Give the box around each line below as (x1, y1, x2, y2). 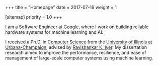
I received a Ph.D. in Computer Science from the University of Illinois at (5, 39, 152, 45)
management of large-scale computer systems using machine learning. (5, 55, 153, 61)
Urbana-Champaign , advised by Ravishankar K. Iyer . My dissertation (5, 44, 147, 50)
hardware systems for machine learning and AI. (5, 29, 104, 35)
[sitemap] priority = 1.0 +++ (5, 14, 62, 20)
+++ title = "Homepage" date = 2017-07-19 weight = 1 (5, 5, 117, 10)
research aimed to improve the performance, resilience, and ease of (5, 50, 146, 55)
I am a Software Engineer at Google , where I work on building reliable (5, 24, 149, 30)
